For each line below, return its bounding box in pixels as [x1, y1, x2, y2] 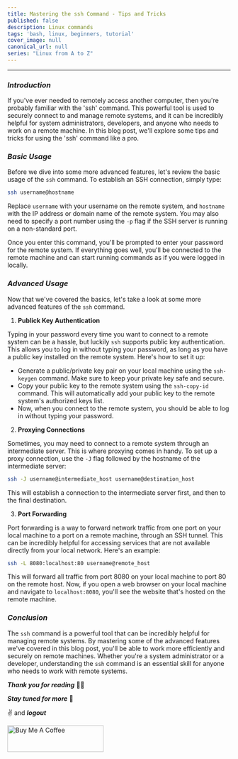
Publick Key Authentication [17, 316, 101, 324]
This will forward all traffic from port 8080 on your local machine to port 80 [7, 572, 227, 581]
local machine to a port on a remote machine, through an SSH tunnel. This [7, 530, 223, 540]
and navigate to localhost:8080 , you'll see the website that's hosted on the [7, 587, 226, 596]
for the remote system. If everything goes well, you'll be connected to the [7, 246, 222, 254]
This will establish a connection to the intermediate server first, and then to [7, 488, 226, 497]
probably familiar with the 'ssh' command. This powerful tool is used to [7, 104, 215, 112]
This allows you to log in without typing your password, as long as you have [7, 345, 228, 354]
